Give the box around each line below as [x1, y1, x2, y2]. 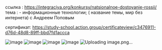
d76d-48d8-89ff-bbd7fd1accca [5, 30, 70, 35]
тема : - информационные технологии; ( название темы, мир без [5, 9, 143, 15]
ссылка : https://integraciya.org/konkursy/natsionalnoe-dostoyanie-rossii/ [5, 4, 157, 10]
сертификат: [5, 24, 31, 30]
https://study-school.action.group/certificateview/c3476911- [32, 24, 156, 30]
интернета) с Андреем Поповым [5, 15, 75, 20]
